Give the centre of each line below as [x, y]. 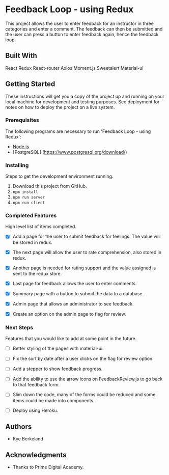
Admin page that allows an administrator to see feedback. [73, 303]
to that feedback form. [36, 385]
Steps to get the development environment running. [59, 176]
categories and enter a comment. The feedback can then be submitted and [84, 29]
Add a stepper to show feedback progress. [58, 369]
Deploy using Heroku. [35, 410]
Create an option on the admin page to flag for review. [69, 314]
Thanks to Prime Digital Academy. [48, 467]
